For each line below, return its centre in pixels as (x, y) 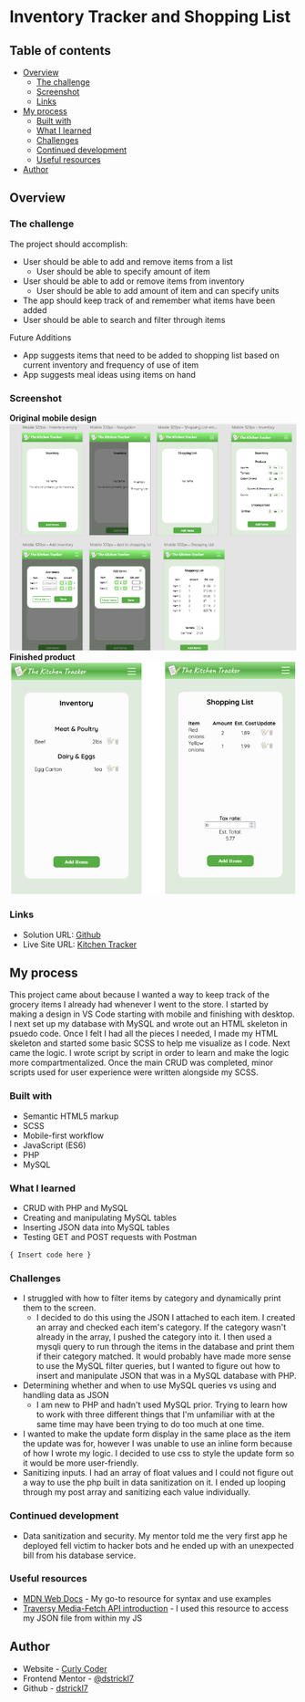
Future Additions (41, 337)
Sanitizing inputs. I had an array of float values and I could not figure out (158, 1473)
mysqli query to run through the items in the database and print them (165, 1347)
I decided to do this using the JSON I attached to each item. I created (166, 1318)
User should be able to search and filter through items (124, 319)
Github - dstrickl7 (55, 1688)
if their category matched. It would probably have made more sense (163, 1356)
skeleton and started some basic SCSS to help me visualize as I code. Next (150, 1043)
